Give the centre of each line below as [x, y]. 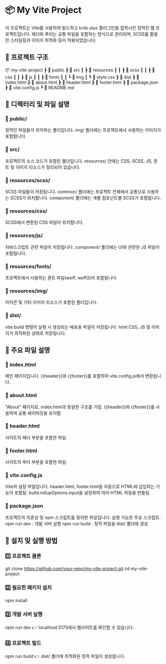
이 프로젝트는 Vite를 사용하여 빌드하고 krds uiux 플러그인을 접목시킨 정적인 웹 [80, 28]
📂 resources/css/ [26, 211]
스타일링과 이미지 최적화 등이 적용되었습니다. [53, 40]
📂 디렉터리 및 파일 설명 [37, 104]
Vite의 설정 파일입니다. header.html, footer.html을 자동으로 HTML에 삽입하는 [80, 487]
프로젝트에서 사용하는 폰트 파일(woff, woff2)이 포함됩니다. [61, 277]
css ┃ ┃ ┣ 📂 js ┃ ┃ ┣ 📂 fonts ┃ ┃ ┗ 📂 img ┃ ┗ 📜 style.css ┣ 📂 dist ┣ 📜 [72, 77]
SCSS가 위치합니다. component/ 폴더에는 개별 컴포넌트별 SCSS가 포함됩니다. [85, 198]
